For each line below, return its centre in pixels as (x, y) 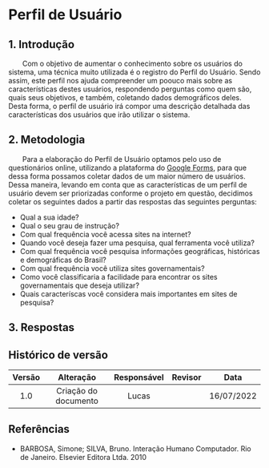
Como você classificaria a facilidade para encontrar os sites (118, 276)
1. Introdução (41, 44)
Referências (39, 429)
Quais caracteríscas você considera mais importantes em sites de (128, 293)
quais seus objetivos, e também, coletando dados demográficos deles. (125, 97)
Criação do (77, 391)
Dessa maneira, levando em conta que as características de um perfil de (128, 184)
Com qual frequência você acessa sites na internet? (105, 234)
